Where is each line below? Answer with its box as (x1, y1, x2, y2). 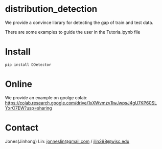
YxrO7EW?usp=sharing (5, 105, 52, 111)
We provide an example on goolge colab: (5, 94, 88, 101)
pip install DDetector (5, 62, 51, 67)
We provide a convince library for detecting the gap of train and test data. (5, 20, 153, 25)
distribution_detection (5, 3, 98, 15)
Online (5, 79, 33, 90)
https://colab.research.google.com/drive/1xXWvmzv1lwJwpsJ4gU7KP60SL (5, 100, 157, 106)
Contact (5, 122, 39, 133)
